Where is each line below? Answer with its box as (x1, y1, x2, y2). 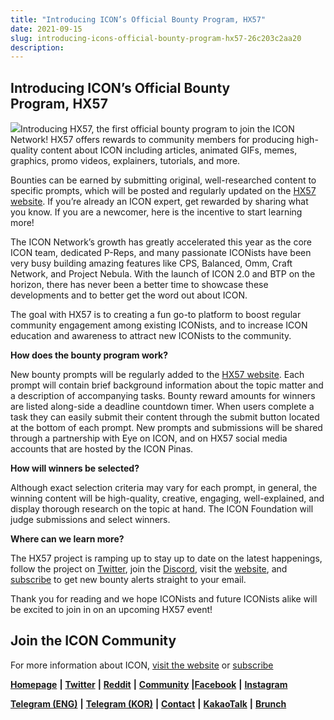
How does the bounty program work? (10, 349, 169, 361)
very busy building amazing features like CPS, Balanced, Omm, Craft (10, 257, 293, 270)
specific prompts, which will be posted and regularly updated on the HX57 (10, 185, 317, 197)
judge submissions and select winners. (10, 514, 171, 526)
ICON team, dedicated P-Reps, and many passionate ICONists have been (10, 247, 312, 259)
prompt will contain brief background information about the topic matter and (10, 379, 324, 391)
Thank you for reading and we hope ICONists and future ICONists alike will (10, 593, 318, 605)
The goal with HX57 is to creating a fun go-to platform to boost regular (10, 309, 302, 321)
